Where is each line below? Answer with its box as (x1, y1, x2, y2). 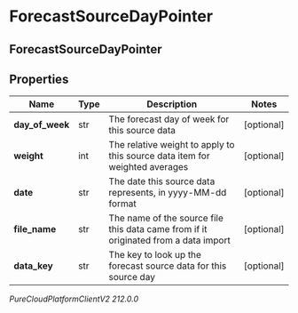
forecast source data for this (108, 260, 227, 272)
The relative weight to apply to (108, 139, 235, 151)
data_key (13, 260, 53, 272)
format (108, 197, 137, 210)
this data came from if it (108, 223, 208, 236)
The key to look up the (108, 249, 202, 261)
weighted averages (108, 161, 189, 173)
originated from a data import (108, 234, 231, 246)
